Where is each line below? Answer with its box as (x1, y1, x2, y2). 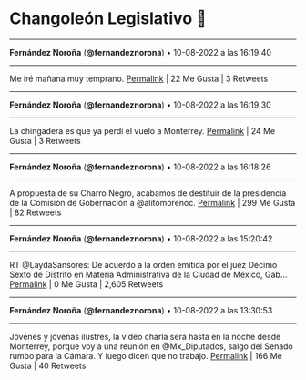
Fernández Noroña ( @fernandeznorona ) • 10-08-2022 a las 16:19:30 (9, 99, 271, 110)
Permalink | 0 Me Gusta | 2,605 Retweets (9, 278, 164, 290)
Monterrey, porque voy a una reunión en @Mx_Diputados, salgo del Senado (9, 341, 294, 352)
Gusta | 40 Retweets (9, 360, 87, 371)
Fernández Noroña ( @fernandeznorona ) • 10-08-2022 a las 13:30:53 (9, 304, 273, 315)
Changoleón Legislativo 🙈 (9, 8, 207, 29)
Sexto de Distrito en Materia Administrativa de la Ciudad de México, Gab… (9, 269, 288, 280)
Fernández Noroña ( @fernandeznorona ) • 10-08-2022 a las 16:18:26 (9, 161, 271, 172)
